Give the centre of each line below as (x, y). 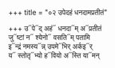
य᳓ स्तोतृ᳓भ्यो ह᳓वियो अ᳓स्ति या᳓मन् (54, 55)
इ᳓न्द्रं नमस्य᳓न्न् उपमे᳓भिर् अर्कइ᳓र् (51, 46)
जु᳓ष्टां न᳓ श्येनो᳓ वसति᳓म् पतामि (49, 37)
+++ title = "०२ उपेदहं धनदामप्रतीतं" (58, 12)
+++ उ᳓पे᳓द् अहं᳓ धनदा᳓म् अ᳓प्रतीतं (55, 28)
